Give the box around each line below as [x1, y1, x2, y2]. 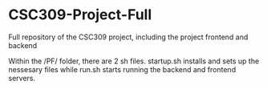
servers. [8, 73, 36, 83]
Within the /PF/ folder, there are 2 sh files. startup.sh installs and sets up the [8, 56, 260, 66]
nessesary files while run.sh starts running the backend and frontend [8, 64, 237, 74]
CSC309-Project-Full [8, 6, 152, 24]
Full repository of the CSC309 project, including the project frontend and [8, 32, 249, 42]
